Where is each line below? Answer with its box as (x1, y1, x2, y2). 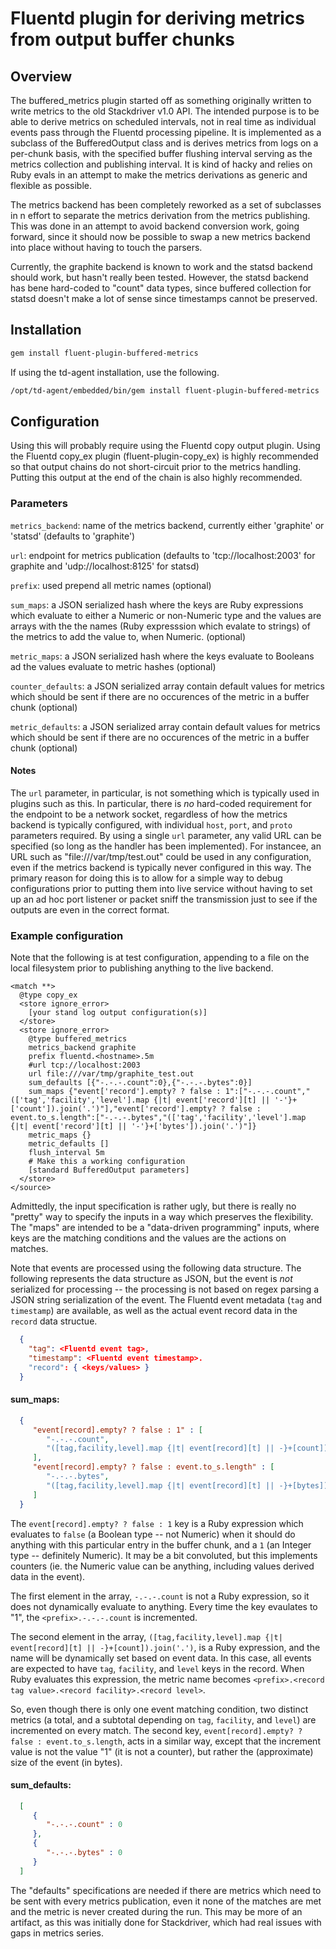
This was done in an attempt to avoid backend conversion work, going (10, 220, 300, 232)
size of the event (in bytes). (10, 1756, 123, 1768)
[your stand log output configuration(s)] (28, 1008, 208, 1018)
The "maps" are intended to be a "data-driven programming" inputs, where (10, 1222, 320, 1234)
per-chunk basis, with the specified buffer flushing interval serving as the (10, 148, 313, 159)
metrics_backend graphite (28, 1043, 137, 1053)
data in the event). (10, 1570, 86, 1582)
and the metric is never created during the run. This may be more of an (10, 1905, 303, 1917)
